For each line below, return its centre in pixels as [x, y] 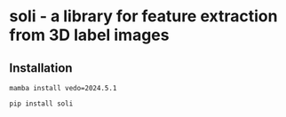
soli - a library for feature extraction [143, 16]
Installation [41, 68]
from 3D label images [89, 35]
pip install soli [41, 104]
